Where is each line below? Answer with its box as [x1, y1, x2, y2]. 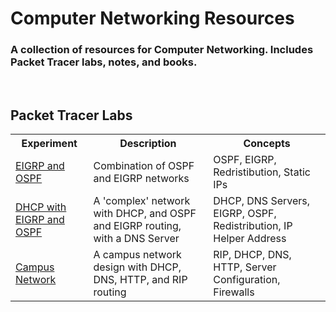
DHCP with [15, 200, 67, 214]
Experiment [21, 137, 78, 151]
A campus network [93, 248, 182, 262]
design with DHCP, [93, 260, 182, 274]
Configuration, [213, 273, 281, 287]
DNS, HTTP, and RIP [93, 273, 188, 287]
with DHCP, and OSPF [93, 207, 197, 221]
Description [119, 137, 177, 151]
